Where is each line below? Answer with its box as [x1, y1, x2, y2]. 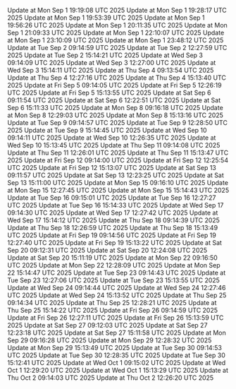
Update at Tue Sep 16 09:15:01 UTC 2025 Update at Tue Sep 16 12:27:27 [7, 193, 216, 202]
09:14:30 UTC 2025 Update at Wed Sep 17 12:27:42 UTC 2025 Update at [7, 208, 218, 217]
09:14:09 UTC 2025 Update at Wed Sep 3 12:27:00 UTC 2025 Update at [7, 59, 216, 66]
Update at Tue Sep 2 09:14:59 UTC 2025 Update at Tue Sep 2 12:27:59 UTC [7, 44, 228, 52]
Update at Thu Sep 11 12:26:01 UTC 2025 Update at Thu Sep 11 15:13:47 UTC [7, 148, 229, 157]
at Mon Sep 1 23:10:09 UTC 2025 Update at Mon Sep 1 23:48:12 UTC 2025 [7, 36, 224, 44]
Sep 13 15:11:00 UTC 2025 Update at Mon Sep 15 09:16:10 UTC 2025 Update [7, 179, 229, 186]
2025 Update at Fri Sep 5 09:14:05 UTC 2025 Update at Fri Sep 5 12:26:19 [7, 81, 222, 89]
